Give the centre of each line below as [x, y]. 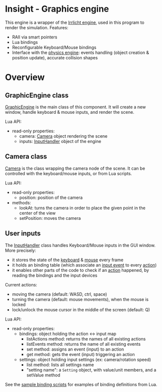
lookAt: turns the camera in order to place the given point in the [82, 208]
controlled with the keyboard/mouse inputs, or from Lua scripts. [68, 173]
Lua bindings [25, 42]
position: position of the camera [51, 197]
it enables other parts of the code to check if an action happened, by [80, 270]
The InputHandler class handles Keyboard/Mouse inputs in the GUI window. [80, 245]
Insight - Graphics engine [57, 9]
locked [19, 304]
